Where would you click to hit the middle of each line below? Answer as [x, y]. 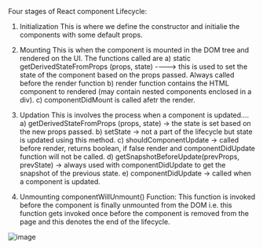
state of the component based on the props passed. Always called [127, 75]
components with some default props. [81, 35]
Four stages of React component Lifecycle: [78, 11]
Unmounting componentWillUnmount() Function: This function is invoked [137, 197]
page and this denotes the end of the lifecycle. [95, 222]
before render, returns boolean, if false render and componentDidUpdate [137, 148]
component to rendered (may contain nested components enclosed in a [135, 92]
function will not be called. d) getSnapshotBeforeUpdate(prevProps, [129, 157]
